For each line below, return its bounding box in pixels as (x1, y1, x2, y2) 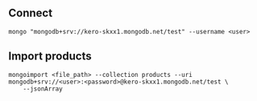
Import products (8, 50, 92, 63)
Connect (8, 6, 53, 20)
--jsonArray (23, 84, 63, 93)
